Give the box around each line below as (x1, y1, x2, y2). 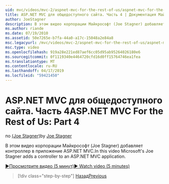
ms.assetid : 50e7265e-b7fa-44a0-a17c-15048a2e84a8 (5, 36, 114, 41)
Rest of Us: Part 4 (5, 116, 80, 128)
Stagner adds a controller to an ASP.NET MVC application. (5, 153, 126, 159)
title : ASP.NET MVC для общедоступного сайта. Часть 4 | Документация (5, 12, 156, 17)
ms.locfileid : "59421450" (5, 73, 59, 78)
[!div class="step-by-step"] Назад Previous (17, 172, 107, 179)
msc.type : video (5, 45, 39, 50)
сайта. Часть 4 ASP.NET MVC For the (5, 105, 163, 117)
